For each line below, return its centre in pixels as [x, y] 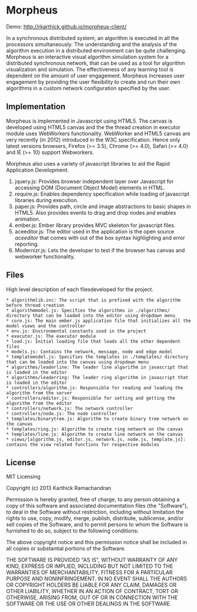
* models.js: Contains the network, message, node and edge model [89, 351]
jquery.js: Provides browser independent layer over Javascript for [94, 181]
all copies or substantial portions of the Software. [66, 548]
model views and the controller [46, 326]
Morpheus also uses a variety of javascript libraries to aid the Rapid [88, 163]
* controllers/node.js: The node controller [62, 413]
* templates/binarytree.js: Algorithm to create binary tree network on [97, 419]
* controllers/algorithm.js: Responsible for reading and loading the [95, 388]
